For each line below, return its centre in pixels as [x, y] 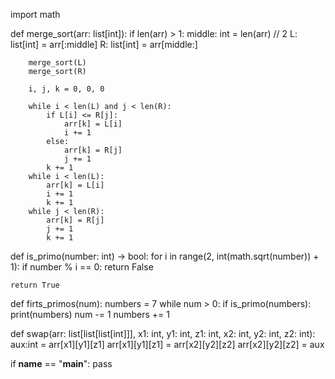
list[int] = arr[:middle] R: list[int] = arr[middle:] [104, 44]
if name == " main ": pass [61, 363]
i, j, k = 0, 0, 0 [66, 89]
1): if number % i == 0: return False [82, 267]
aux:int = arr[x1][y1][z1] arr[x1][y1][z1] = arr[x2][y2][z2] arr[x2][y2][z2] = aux [167, 344]
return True [35, 285]
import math [35, 14]
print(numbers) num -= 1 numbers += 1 [90, 314]
